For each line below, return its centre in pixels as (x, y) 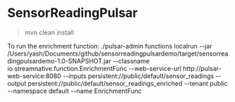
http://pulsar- (202, 68)
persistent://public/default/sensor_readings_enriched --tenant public (128, 83)
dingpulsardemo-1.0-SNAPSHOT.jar (59, 60)
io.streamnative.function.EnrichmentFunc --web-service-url (95, 68)
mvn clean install (49, 32)
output (17, 83)
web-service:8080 (34, 76)
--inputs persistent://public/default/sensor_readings (138, 76)
